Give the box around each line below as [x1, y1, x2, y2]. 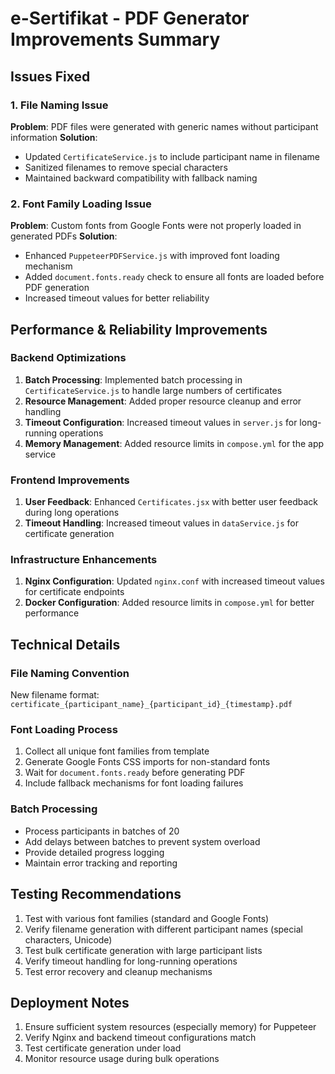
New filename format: [10, 689, 100, 701]
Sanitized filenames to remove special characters [24, 161, 228, 173]
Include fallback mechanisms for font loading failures [24, 777, 244, 789]
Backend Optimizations [10, 351, 127, 365]
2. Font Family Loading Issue [10, 197, 152, 211]
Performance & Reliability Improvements [10, 321, 268, 338]
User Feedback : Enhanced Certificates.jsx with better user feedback [24, 496, 318, 508]
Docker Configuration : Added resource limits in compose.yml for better [24, 597, 315, 609]
